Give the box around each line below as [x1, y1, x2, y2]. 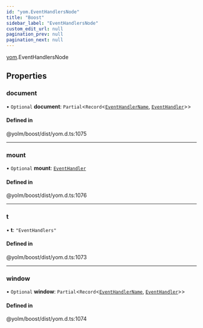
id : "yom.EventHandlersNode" [6, 8, 80, 15]
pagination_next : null [6, 37, 63, 43]
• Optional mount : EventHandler [6, 164, 86, 172]
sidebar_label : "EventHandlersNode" [6, 20, 98, 26]
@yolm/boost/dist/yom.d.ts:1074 [6, 315, 87, 323]
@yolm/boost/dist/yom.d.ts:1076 [6, 191, 87, 199]
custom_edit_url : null [6, 25, 63, 32]
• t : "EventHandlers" [6, 226, 57, 233]
